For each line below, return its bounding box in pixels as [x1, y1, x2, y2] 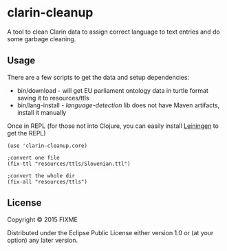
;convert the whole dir [7, 172, 76, 179]
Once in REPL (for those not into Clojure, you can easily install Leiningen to [7, 122, 219, 130]
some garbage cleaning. [7, 34, 76, 43]
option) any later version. [7, 236, 78, 244]
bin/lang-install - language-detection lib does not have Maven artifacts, [17, 101, 220, 109]
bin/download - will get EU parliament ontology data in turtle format [17, 86, 208, 94]
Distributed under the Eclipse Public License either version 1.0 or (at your [7, 228, 214, 237]
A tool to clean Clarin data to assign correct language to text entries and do [7, 28, 220, 36]
